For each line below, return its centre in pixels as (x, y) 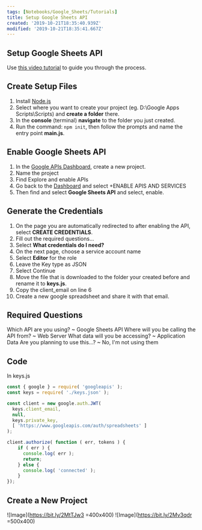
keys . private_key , (35, 420)
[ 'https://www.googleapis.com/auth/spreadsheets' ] (80, 426)
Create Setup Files (42, 87)
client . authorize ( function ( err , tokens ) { (66, 443)
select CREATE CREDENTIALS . (54, 232)
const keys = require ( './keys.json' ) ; (58, 393)
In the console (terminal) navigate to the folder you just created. (95, 120)
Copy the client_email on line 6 (54, 289)
